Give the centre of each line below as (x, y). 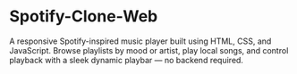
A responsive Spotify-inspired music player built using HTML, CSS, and (140, 41)
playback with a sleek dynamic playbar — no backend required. (127, 60)
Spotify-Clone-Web (84, 16)
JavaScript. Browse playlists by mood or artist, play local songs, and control (149, 50)
